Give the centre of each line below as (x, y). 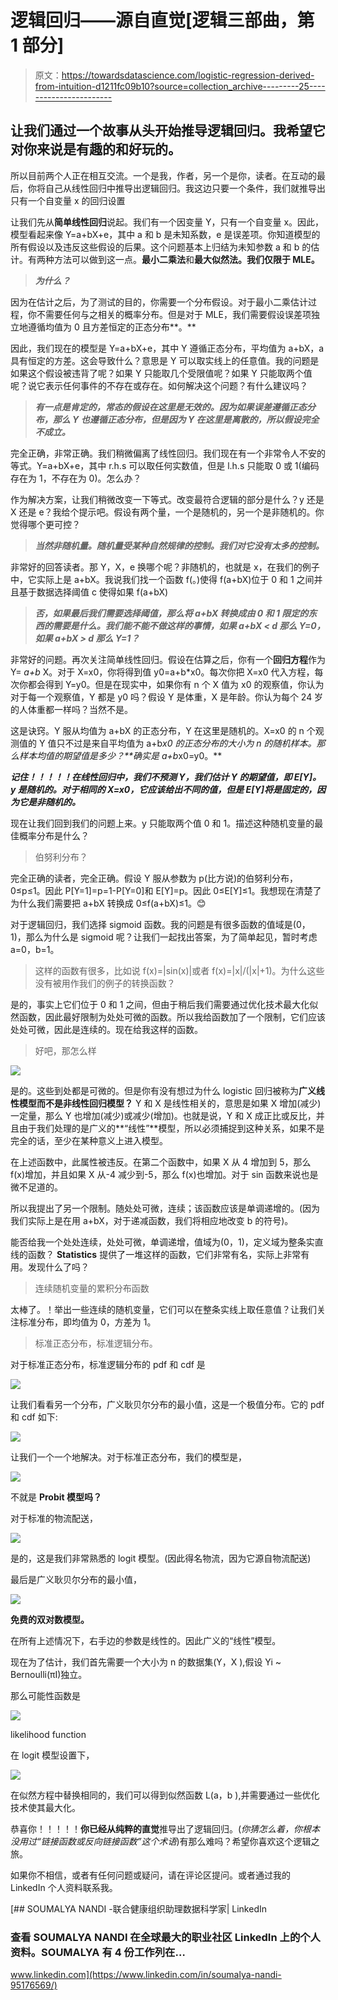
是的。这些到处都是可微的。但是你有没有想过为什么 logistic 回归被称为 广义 (163, 1090)
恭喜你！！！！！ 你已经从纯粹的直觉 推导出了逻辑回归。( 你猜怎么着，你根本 (165, 1828)
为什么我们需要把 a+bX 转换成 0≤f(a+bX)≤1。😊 (108, 903)
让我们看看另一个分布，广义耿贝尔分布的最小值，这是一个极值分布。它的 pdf (167, 1404)
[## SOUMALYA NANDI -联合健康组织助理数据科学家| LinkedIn (138, 1908)
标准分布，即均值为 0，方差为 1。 (87, 1322)
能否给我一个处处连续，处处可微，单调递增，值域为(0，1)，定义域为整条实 (162, 1242)
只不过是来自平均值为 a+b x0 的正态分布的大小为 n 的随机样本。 (186, 743)
